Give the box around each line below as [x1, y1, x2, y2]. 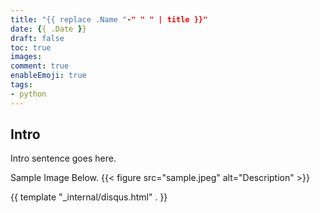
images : [10, 52, 43, 62]
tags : [10, 80, 33, 90]
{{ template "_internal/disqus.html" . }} [10, 191, 168, 203]
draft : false [10, 33, 65, 43]
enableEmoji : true [10, 71, 87, 81]
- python [10, 89, 47, 99]
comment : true [10, 61, 70, 71]
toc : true [10, 42, 52, 53]
